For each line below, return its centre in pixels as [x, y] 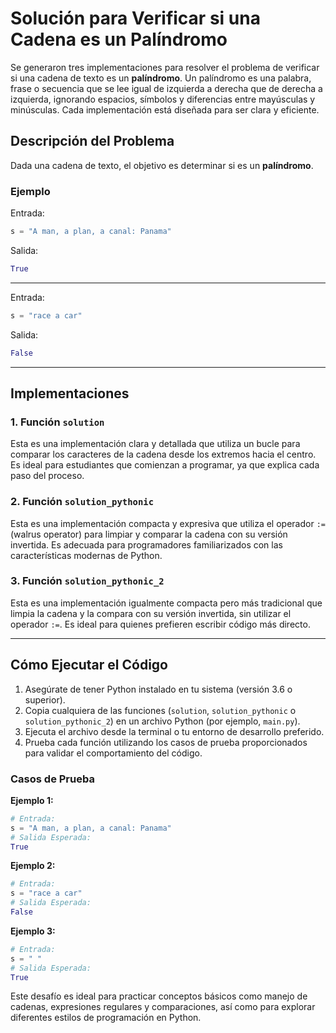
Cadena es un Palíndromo [119, 39]
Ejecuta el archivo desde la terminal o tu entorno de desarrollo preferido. [174, 731]
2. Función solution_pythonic [82, 502]
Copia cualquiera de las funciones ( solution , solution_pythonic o [160, 710]
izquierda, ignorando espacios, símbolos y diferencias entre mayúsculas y [163, 99]
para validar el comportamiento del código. [113, 753]
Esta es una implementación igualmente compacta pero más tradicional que [166, 603]
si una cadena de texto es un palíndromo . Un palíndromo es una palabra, [161, 78]
